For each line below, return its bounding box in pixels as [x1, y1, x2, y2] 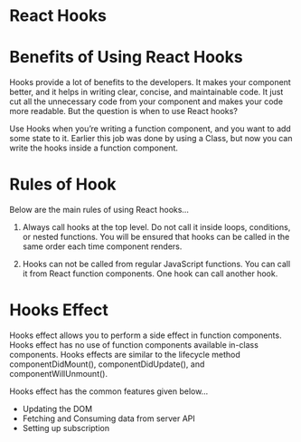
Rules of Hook [9, 174, 117, 195]
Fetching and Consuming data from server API [22, 413, 196, 424]
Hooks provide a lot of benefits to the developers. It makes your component [9, 77, 291, 88]
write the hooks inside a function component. [9, 142, 178, 154]
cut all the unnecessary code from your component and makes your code [9, 96, 283, 107]
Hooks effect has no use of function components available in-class [9, 340, 259, 350]
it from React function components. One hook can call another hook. [22, 268, 278, 279]
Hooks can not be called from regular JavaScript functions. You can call [22, 259, 291, 270]
